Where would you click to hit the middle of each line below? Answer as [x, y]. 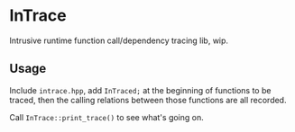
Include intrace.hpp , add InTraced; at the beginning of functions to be [140, 90]
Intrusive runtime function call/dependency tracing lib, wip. [119, 40]
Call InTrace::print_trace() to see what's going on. [107, 117]
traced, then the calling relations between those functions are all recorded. [148, 100]
